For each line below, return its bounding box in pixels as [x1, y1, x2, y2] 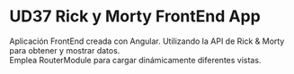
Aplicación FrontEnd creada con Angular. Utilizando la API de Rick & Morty [9, 36, 285, 46]
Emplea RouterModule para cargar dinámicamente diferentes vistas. [9, 54, 262, 65]
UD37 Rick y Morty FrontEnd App [9, 6, 261, 27]
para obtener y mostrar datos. [9, 45, 120, 55]
